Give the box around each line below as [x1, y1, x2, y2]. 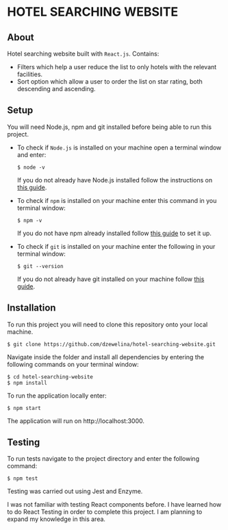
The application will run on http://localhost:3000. [7, 416, 145, 425]
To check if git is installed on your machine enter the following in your [16, 242, 216, 250]
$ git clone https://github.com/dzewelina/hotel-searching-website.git [7, 341, 216, 348]
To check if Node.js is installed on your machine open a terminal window [16, 143, 222, 152]
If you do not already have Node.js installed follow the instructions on [16, 176, 213, 184]
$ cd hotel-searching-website [7, 373, 94, 381]
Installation [7, 302, 56, 314]
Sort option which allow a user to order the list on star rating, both [16, 77, 203, 86]
